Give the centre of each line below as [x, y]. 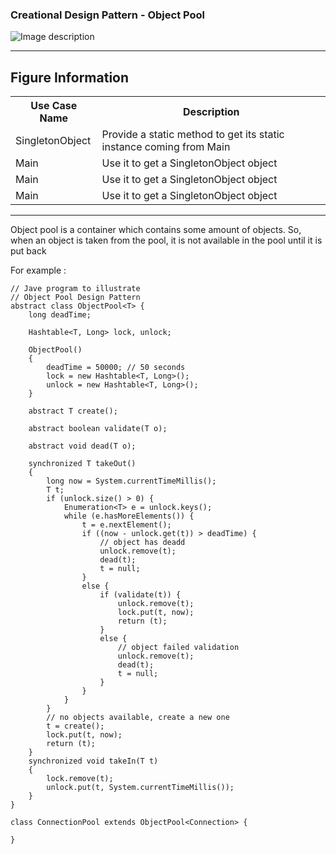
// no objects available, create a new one [138, 718]
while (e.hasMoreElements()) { [129, 516]
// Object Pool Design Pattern [75, 298]
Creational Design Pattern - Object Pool [107, 15]
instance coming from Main [166, 147]
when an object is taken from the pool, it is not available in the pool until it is [166, 240]
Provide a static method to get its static [193, 135]
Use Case [54, 106]
